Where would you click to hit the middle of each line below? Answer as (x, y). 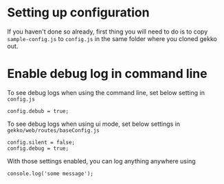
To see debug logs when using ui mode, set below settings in (94, 124)
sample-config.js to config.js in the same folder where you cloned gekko (112, 38)
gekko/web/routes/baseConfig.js (53, 130)
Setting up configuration (78, 13)
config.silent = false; (41, 142)
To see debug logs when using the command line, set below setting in (106, 92)
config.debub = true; (38, 111)
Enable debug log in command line (107, 74)
